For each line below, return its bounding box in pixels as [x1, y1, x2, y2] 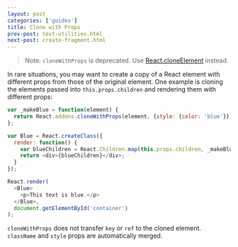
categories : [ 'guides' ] [7, 17, 78, 24]
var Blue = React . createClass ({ [7, 132, 103, 139]
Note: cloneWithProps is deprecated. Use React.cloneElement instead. [24, 56, 229, 65]
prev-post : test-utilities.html [7, 30, 103, 38]
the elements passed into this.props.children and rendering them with [7, 85, 216, 94]
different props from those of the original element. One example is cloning [7, 77, 223, 86]
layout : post [7, 10, 46, 18]
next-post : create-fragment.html [7, 37, 106, 44]
